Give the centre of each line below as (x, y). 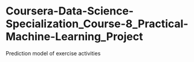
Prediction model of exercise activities (53, 53)
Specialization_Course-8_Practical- (97, 24)
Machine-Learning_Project (74, 37)
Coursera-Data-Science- (70, 11)
